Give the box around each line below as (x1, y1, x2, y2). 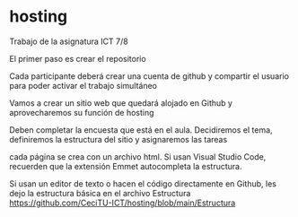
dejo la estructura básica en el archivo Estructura (9, 187, 191, 198)
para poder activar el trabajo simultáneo (9, 80, 157, 91)
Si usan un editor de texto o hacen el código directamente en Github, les (9, 178, 276, 189)
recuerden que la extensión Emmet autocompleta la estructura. (9, 161, 242, 171)
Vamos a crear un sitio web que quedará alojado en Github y (9, 97, 233, 108)
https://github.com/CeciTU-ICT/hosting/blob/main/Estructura (9, 197, 236, 208)
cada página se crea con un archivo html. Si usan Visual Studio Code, (9, 151, 267, 162)
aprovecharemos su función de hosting (9, 107, 154, 117)
